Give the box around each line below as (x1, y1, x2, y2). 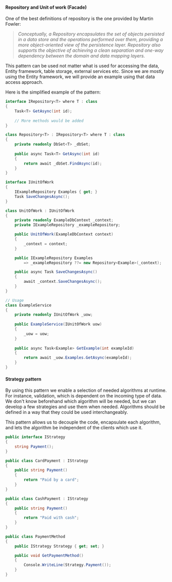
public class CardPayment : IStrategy (5, 458, 88, 463)
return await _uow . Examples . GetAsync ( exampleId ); (24, 355, 132, 360)
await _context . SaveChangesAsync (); (24, 279, 102, 284)
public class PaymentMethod (5, 534, 66, 539)
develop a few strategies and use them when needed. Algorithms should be (5, 404, 165, 410)
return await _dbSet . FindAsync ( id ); (24, 161, 102, 166)
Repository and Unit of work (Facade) (5, 4, 87, 10)
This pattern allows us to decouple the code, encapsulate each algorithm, (5, 419, 161, 425)
